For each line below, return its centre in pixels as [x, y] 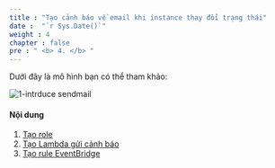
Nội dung [27, 114]
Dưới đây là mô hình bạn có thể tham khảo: [89, 76]
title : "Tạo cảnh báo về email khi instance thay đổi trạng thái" [138, 18]
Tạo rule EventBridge [61, 154]
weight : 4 [30, 34]
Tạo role [37, 135]
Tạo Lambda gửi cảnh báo [71, 144]
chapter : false [40, 43]
